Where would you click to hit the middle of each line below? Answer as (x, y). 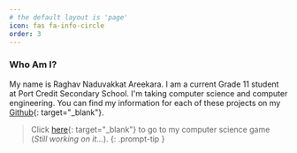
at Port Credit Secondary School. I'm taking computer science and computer (148, 93)
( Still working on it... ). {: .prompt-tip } (98, 139)
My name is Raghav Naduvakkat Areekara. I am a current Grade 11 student (144, 84)
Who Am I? (33, 65)
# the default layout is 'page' (69, 17)
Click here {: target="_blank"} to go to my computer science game (150, 129)
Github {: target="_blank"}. (57, 112)
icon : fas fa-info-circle (57, 26)
